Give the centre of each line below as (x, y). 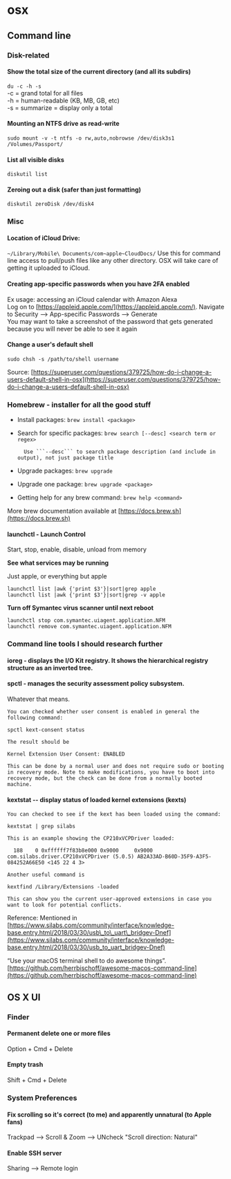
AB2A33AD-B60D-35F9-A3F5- (175, 857)
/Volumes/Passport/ (35, 144)
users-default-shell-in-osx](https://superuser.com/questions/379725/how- (114, 379)
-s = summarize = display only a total (60, 108)
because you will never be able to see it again (72, 329)
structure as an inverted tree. (50, 668)
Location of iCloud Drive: (44, 238)
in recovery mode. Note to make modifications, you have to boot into (111, 773)
